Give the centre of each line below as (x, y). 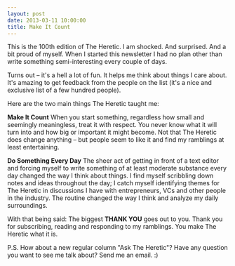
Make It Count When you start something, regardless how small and (106, 117)
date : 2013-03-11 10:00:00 (47, 20)
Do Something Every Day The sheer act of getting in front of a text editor (113, 161)
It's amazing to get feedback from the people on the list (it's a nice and (109, 83)
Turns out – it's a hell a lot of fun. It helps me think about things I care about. (117, 75)
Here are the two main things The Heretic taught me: (83, 104)
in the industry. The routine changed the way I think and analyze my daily (113, 198)
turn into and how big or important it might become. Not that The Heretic (112, 132)
